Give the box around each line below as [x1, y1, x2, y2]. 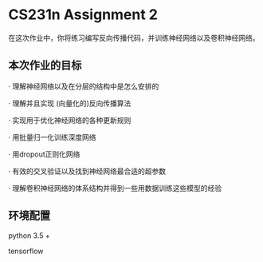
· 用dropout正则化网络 [8, 149, 80, 159]
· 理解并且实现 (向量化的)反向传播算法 [8, 98, 131, 108]
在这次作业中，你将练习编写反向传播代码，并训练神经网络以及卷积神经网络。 [8, 33, 260, 42]
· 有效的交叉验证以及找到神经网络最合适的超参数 [8, 166, 166, 176]
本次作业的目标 [8, 58, 82, 73]
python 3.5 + [8, 230, 50, 240]
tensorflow [8, 246, 44, 256]
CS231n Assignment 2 [8, 6, 158, 24]
